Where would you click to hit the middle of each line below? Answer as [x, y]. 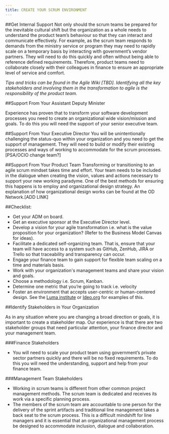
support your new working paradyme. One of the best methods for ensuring [84, 181]
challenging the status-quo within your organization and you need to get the [85, 139]
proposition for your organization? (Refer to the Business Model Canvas [87, 233]
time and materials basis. [38, 265]
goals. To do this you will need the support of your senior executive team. [82, 123]
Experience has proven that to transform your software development [77, 113]
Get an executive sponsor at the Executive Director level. [72, 222]
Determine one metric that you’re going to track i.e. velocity [75, 286]
